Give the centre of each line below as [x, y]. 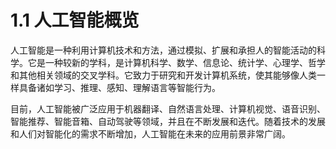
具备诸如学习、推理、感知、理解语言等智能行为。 [119, 87]
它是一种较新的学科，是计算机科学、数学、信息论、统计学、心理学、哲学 [176, 62]
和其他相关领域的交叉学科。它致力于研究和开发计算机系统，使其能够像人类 [163, 75]
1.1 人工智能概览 [75, 20]
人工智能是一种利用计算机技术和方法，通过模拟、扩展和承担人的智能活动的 [163, 50]
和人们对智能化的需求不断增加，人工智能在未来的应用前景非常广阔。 [150, 133]
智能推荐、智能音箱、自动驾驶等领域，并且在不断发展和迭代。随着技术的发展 [168, 121]
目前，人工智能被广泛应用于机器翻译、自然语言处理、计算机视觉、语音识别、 [168, 108]
